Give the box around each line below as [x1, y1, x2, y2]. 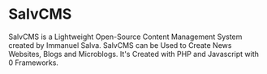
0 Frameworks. [8, 58, 59, 67]
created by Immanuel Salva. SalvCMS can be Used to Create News [8, 40, 232, 50]
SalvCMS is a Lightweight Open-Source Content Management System [8, 32, 243, 41]
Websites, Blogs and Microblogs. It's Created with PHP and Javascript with [8, 49, 260, 59]
